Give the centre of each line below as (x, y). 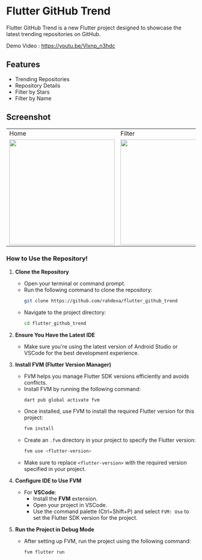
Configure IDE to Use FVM (48, 481)
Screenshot (29, 117)
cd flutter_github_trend (55, 323)
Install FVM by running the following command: (82, 389)
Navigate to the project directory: (65, 312)
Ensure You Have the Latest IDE (55, 335)
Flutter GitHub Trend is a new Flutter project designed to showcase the (94, 28)
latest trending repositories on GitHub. (54, 34)
